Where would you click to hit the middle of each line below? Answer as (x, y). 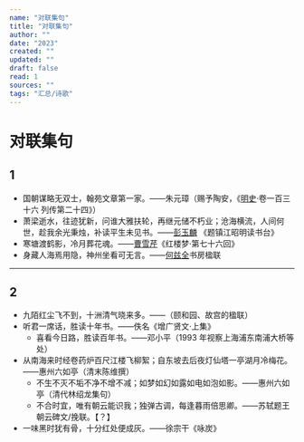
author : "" (30, 34)
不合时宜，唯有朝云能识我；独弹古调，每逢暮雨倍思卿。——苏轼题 (159, 406)
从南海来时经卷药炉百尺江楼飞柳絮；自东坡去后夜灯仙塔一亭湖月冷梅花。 (157, 360)
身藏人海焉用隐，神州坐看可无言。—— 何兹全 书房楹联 (122, 255)
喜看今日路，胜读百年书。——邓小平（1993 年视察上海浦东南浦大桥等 (165, 338)
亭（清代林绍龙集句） (76, 394)
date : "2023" (34, 43)
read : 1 (24, 77)
